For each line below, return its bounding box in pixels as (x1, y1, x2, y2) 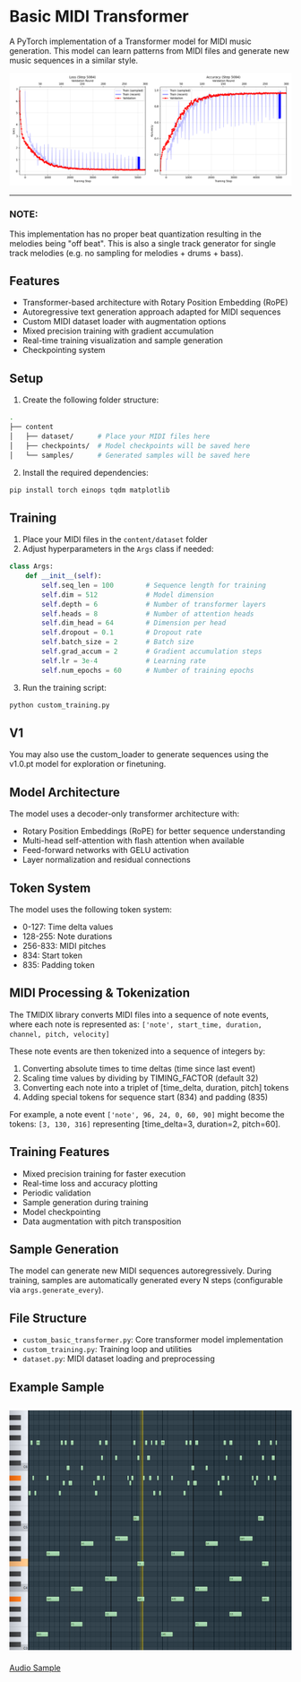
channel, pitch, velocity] (9, 1030, 110, 1039)
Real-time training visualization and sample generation (21, 335, 224, 346)
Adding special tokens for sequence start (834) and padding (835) (21, 1091, 269, 1102)
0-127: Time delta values (21, 921, 114, 933)
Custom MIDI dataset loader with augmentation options (21, 316, 227, 327)
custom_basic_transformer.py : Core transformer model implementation (21, 1334, 284, 1345)
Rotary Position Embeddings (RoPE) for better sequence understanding (21, 826, 286, 837)
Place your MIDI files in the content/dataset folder (21, 534, 208, 545)
